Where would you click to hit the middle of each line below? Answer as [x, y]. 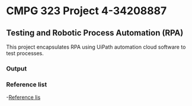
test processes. [25, 53]
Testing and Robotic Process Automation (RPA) [95, 33]
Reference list [27, 84]
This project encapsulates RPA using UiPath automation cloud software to [96, 47]
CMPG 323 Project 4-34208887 [87, 11]
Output [17, 68]
